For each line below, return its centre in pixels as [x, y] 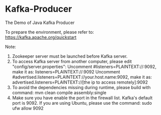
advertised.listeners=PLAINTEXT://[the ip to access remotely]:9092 [80, 82]
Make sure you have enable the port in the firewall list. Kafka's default [82, 98]
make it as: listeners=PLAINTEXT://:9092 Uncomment [66, 71]
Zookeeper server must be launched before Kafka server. [70, 56]
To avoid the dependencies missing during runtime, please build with [81, 87]
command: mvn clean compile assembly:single [59, 92]
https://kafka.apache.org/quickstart [41, 37]
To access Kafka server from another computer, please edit [72, 61]
